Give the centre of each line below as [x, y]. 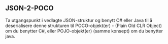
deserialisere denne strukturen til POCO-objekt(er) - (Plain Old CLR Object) [84, 25]
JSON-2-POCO [30, 8]
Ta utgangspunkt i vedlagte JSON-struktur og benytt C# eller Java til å [79, 20]
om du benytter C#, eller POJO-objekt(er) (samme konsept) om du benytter [84, 31]
